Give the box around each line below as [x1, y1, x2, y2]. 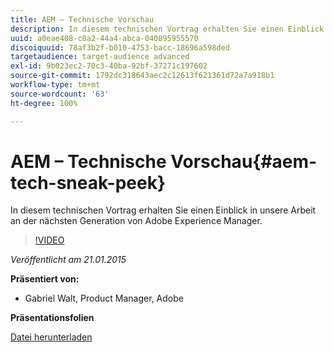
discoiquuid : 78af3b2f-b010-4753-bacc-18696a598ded [10, 42, 230, 53]
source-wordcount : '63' [10, 89, 110, 99]
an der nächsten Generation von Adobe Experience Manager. [10, 215, 263, 227]
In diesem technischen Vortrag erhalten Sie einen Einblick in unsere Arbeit [10, 204, 317, 216]
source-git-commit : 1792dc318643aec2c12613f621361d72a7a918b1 [10, 71, 275, 81]
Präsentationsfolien [10, 312, 95, 324]
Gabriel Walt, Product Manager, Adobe [24, 292, 184, 305]
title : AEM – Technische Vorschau [10, 14, 155, 25]
